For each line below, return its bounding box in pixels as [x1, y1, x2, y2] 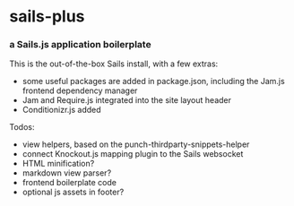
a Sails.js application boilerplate [9, 39, 151, 51]
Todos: [9, 122, 35, 133]
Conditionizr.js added [22, 105, 101, 116]
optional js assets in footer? [22, 186, 125, 198]
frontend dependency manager [22, 85, 138, 96]
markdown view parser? [22, 167, 112, 178]
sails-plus [9, 6, 85, 27]
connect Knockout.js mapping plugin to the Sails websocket [22, 149, 244, 159]
